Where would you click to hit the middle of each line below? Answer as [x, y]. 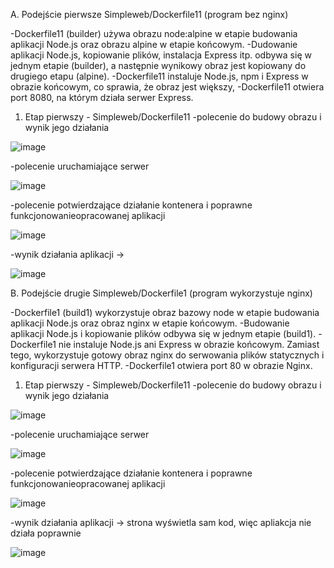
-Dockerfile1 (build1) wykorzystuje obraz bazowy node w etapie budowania [165, 312]
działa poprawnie [46, 533]
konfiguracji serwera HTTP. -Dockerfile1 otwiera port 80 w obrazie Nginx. [161, 365]
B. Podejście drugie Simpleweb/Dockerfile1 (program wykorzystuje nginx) [161, 293]
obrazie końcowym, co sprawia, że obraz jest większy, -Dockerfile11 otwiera [167, 87]
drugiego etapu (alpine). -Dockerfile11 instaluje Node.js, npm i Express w [159, 76]
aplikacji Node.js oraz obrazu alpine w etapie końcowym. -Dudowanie [154, 44]
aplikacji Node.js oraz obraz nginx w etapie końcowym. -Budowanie [150, 323]
